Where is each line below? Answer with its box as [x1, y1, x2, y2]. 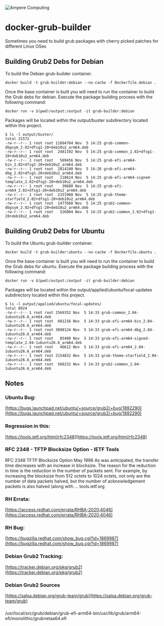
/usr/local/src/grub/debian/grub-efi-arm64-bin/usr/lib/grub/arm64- [5, 610, 141, 616]
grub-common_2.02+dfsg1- [103, 149, 154, 154]
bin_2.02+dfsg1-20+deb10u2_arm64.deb [5, 162, 82, 167]
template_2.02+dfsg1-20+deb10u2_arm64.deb [5, 179, 93, 184]
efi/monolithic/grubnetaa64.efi [5, 615, 67, 621]
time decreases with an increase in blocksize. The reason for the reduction [5, 462, 156, 468]
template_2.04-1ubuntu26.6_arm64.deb [5, 340, 82, 345]
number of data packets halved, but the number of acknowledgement [5, 478, 145, 484]
